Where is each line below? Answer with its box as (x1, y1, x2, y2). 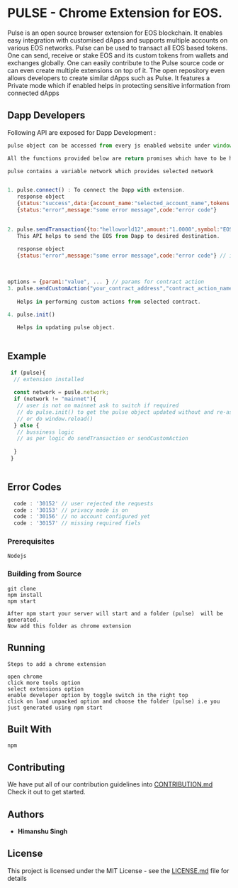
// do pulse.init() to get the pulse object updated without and (16, 408, 214, 416)
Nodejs (7, 552, 27, 560)
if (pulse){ (10, 369, 46, 376)
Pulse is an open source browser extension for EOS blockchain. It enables (7, 28, 223, 37)
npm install (7, 591, 42, 598)
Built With (7, 723, 52, 735)
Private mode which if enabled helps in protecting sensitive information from (7, 81, 230, 89)
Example (7, 350, 47, 363)
